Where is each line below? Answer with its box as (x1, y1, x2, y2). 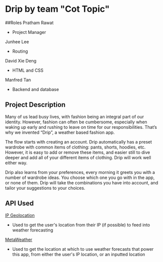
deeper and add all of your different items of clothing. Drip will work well (5, 154, 151, 160)
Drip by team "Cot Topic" (5, 3, 110, 15)
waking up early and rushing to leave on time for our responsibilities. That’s (5, 124, 157, 130)
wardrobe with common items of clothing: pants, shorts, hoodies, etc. (5, 144, 146, 150)
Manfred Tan (5, 77, 31, 83)
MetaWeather (5, 236, 33, 242)
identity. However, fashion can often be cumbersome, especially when (5, 119, 147, 125)
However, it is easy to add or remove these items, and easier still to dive (5, 149, 151, 155)
